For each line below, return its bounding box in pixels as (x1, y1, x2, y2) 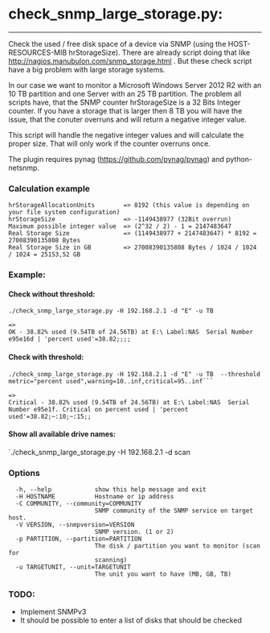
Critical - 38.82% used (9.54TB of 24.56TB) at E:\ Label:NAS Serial (8, 398, 250, 407)
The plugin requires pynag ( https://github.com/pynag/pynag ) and (8, 154, 225, 163)
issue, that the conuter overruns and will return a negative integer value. (8, 114, 247, 124)
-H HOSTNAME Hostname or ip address (15, 493, 174, 501)
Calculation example (8, 183, 91, 194)
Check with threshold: (8, 352, 84, 362)
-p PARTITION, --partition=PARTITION (15, 535, 142, 544)
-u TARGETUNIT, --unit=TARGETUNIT (15, 563, 131, 572)
